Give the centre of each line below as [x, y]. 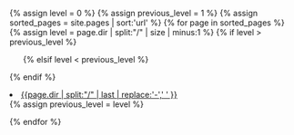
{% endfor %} [35, 122]
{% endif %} [33, 77]
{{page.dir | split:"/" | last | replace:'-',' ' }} [99, 95]
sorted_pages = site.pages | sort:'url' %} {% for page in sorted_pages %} [147, 23]
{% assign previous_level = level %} [76, 104]
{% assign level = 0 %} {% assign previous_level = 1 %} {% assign [134, 13]
